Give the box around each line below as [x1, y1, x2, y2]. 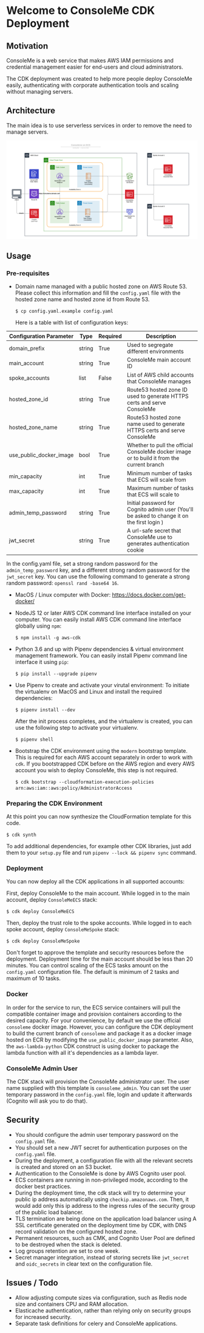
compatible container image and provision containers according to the [6, 1010, 182, 1018]
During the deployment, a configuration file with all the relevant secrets [15, 1157, 193, 1164]
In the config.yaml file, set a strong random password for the [6, 560, 158, 567]
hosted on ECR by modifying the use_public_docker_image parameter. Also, [6, 1036, 194, 1043]
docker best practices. [15, 1182, 72, 1190]
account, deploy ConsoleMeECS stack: [6, 896, 98, 903]
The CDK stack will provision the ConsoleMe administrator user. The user [6, 1078, 190, 1085]
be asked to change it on [127, 512, 189, 519]
